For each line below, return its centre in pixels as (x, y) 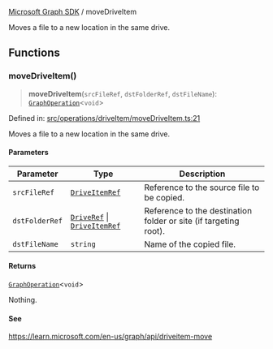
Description (202, 174)
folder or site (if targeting (192, 221)
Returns (22, 266)
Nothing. (23, 300)
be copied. (165, 197)
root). (154, 231)
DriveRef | (90, 217)
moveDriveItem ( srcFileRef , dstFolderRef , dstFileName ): (123, 93)
